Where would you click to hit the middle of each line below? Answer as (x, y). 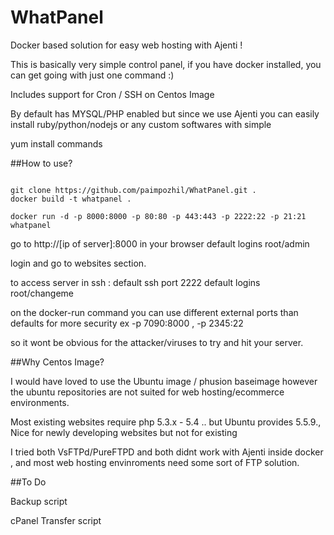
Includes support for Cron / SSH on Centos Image (112, 94)
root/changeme (42, 293)
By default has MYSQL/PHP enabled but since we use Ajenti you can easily (165, 113)
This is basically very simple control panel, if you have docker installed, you (166, 64)
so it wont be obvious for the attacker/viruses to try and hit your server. (157, 342)
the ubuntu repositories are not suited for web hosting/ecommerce (147, 392)
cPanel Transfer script (56, 520)
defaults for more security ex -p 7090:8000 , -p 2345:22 (127, 323)
